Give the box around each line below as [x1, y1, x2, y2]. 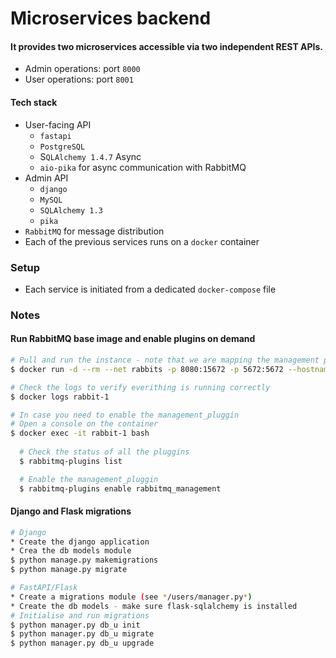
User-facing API [24, 118, 92, 131]
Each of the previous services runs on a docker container [24, 235, 260, 247]
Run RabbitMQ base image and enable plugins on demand [10, 333, 256, 345]
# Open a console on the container [10, 419, 159, 429]
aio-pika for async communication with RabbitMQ [39, 161, 247, 173]
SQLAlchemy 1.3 [39, 205, 103, 216]
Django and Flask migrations [10, 505, 132, 517]
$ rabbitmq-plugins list [19, 456, 123, 466]
